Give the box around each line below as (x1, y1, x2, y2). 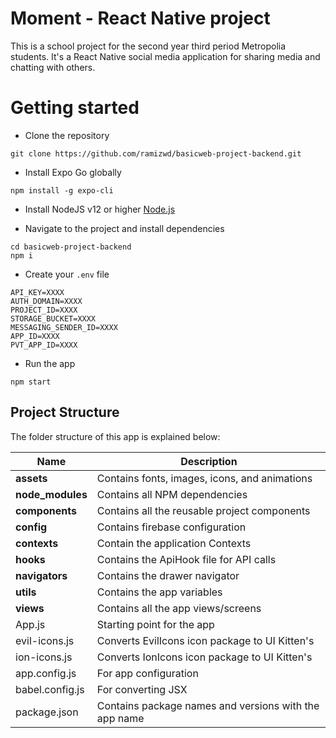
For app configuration (96, 666, 199, 680)
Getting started (10, 97, 140, 119)
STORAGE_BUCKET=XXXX (10, 313, 97, 324)
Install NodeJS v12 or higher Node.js (24, 203, 176, 215)
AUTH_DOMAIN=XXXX (10, 296, 83, 306)
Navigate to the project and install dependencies (24, 222, 225, 234)
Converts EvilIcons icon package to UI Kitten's (96, 633, 315, 647)
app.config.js (15, 666, 77, 680)
